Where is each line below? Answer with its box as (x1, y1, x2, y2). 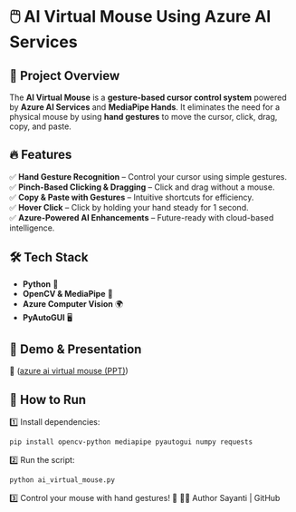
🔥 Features (9, 147, 72, 162)
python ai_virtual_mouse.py (9, 476, 116, 485)
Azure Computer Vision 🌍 (22, 298, 124, 309)
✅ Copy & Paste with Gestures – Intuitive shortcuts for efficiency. (9, 192, 254, 202)
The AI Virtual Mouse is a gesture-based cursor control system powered (9, 92, 287, 103)
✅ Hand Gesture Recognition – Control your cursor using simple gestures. (9, 171, 288, 182)
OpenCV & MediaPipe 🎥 (22, 288, 113, 299)
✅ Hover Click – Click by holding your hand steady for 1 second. (9, 202, 249, 212)
